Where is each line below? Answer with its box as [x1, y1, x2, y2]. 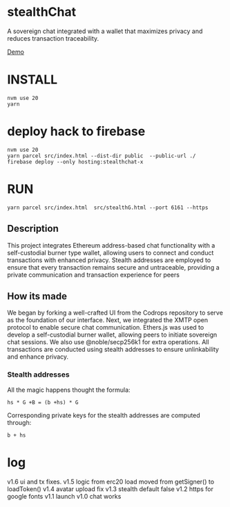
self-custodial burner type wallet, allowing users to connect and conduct [7, 248, 214, 257]
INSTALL [7, 72, 58, 88]
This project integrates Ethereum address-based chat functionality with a [7, 241, 215, 249]
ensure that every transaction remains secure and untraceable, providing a [7, 263, 220, 271]
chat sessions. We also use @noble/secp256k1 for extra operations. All [7, 338, 209, 346]
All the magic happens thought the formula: [7, 386, 131, 394]
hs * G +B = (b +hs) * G [7, 399, 79, 406]
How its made [7, 290, 68, 302]
